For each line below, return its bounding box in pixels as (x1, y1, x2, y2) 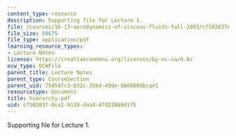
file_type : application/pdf (7, 36, 90, 43)
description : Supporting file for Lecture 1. (7, 17, 143, 24)
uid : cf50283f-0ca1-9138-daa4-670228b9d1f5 (7, 102, 137, 109)
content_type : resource (7, 10, 77, 18)
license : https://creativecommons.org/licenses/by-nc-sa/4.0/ (7, 56, 193, 63)
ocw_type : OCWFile (7, 62, 61, 69)
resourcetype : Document (7, 88, 77, 95)
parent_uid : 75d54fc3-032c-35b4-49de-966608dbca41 (7, 82, 159, 89)
